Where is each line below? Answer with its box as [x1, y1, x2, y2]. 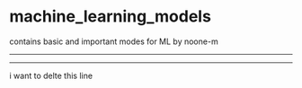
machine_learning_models [9, 6, 211, 27]
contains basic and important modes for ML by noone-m [9, 36, 218, 47]
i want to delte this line [9, 70, 93, 81]
